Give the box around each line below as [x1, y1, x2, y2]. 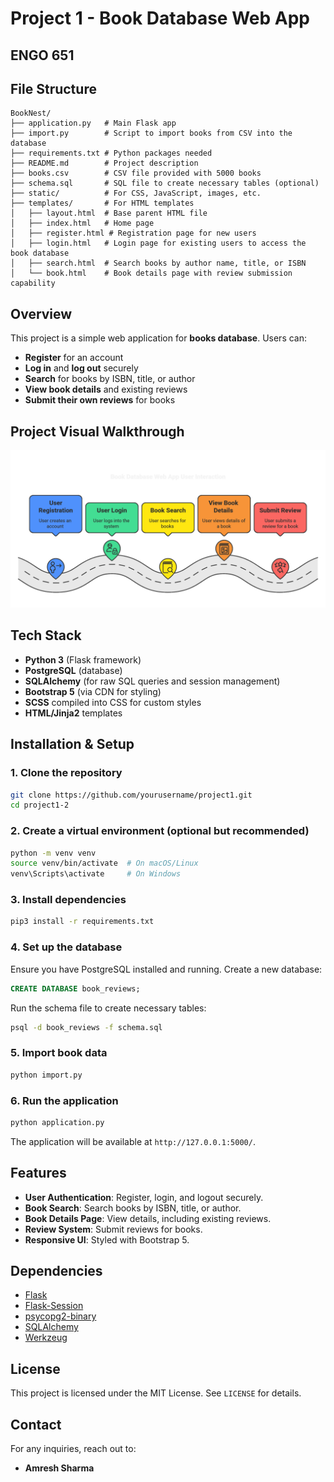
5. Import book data [10, 1046, 108, 1060]
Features [10, 1165, 67, 1182]
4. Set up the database [10, 940, 123, 954]
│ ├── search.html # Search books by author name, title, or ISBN [10, 258, 307, 269]
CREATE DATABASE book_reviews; [10, 983, 141, 994]
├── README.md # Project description [10, 158, 199, 169]
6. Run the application [10, 1093, 119, 1107]
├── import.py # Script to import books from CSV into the [10, 128, 293, 139]
